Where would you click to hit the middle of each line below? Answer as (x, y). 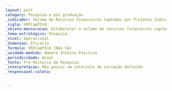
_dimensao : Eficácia (27, 43)
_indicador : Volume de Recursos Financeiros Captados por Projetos (79, 19)
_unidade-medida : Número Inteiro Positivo (51, 53)
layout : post (19, 10)
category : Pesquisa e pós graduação (44, 15)
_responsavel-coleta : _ (31, 72)
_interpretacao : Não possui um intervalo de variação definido (74, 67)
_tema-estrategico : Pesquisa (36, 34)
